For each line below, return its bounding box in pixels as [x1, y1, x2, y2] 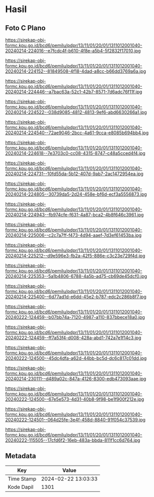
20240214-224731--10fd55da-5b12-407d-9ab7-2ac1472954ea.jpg [5, 171, 143, 177]
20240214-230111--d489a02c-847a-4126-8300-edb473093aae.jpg [5, 376, 146, 381]
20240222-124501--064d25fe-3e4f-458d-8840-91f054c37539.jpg [5, 417, 146, 422]
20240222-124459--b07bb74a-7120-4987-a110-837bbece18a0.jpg [5, 314, 145, 320]
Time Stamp [8, 475, 37, 482]
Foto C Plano [5, 24, 46, 32]
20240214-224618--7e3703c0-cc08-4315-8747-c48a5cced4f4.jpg [5, 150, 146, 156]
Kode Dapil [8, 483, 34, 490]
